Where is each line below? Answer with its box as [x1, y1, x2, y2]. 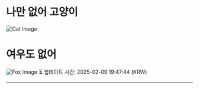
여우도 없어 [6, 48, 57, 61]
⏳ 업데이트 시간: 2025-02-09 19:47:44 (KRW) [38, 68, 147, 75]
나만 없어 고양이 [6, 5, 78, 19]
